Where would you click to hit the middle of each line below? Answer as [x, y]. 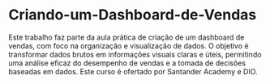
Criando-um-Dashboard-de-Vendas [133, 15]
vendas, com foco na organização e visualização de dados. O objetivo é [129, 45]
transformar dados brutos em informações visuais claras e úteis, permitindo [135, 54]
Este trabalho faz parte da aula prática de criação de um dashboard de [126, 37]
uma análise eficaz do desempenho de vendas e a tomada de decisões [127, 63]
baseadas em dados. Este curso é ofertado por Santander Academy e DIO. [133, 71]
